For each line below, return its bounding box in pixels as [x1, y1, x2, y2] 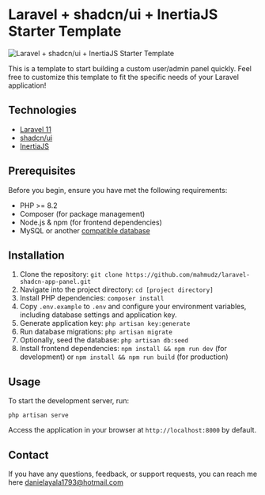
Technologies [8, 104, 78, 117]
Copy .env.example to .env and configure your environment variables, [19, 302, 247, 312]
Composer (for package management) [19, 209, 146, 218]
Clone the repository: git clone [19, 270, 123, 279]
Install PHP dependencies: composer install [19, 293, 165, 303]
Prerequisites [8, 164, 76, 178]
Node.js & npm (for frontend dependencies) [19, 217, 162, 227]
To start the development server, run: [8, 396, 129, 406]
